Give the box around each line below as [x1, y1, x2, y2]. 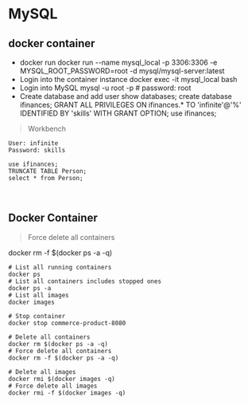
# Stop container [8, 312, 66, 320]
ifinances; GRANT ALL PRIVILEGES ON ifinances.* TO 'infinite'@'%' [19, 100, 242, 109]
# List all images [8, 291, 69, 299]
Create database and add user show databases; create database [19, 92, 233, 100]
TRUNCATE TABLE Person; [8, 167, 87, 175]
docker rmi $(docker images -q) [8, 375, 115, 383]
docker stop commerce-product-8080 [8, 319, 126, 327]
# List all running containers [8, 263, 112, 271]
